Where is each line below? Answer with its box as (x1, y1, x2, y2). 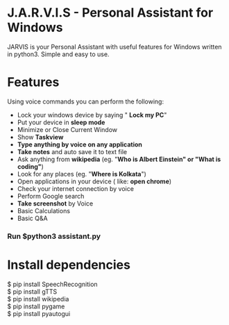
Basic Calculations (17, 206, 71, 215)
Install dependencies (7, 257, 130, 272)
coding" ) (17, 162, 44, 171)
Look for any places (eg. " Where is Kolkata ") (17, 169, 147, 178)
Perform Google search (17, 192, 85, 200)
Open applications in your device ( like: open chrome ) (17, 177, 172, 185)
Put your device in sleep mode (17, 118, 105, 126)
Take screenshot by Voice (17, 199, 94, 208)
